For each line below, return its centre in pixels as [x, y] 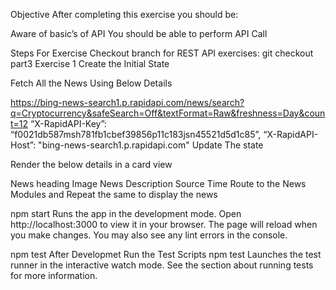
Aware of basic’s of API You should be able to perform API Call [139, 33]
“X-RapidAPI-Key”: [68, 123]
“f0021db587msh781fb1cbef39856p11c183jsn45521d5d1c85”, [136, 134]
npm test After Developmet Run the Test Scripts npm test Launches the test [166, 254]
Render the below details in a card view [91, 164]
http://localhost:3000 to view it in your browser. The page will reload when [164, 224]
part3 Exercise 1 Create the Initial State [90, 63]
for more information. [54, 275]
